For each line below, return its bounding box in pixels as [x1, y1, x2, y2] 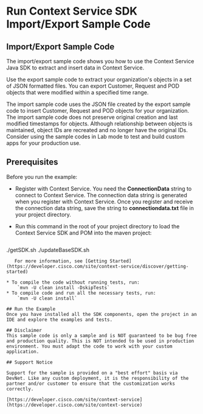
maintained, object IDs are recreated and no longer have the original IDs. [6, 127, 188, 133]
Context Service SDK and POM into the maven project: [15, 229, 152, 236]
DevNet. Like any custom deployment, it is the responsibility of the [6, 375, 189, 381]
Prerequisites [6, 157, 58, 167]
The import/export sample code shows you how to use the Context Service [6, 58, 194, 65]
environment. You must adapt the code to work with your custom [6, 343, 173, 349]
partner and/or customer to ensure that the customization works [6, 381, 175, 387]
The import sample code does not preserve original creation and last [6, 114, 178, 121]
